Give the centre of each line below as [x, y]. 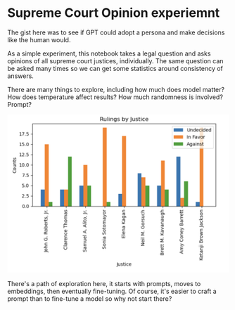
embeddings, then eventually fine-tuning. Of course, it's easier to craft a [112, 291]
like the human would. [39, 39]
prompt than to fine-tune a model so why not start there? [90, 298]
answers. [20, 76]
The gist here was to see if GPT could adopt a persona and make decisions [116, 32]
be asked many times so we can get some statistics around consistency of [115, 68]
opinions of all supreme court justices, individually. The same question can [115, 60]
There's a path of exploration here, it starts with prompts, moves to [104, 283]
